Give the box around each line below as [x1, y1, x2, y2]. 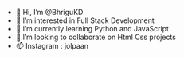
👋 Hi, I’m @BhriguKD [15, 8, 84, 16]
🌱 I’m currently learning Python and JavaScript [15, 24, 170, 33]
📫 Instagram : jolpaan [15, 42, 89, 50]
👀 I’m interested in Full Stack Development [15, 16, 155, 25]
